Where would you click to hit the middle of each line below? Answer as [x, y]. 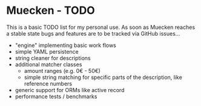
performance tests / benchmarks [56, 96]
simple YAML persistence [47, 51]
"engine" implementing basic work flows [66, 45]
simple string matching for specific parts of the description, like [103, 77]
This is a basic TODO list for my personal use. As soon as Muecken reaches [101, 27]
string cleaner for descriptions [53, 58]
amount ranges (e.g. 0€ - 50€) [62, 70]
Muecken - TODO [51, 11]
